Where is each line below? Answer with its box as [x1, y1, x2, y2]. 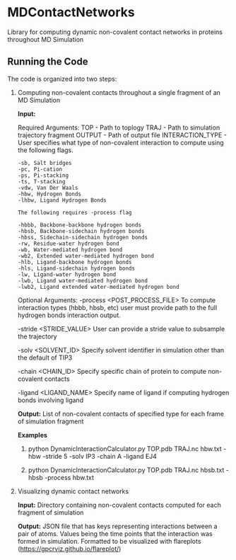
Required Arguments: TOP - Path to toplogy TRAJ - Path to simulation [17, 123, 220, 132]
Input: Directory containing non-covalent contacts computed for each [17, 501, 221, 509]
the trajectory [17, 332, 58, 341]
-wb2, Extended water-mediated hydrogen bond [17, 252, 154, 259]
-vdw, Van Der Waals [17, 184, 78, 191]
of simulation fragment [17, 417, 84, 425]
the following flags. [17, 146, 73, 154]
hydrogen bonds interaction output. [17, 311, 122, 319]
